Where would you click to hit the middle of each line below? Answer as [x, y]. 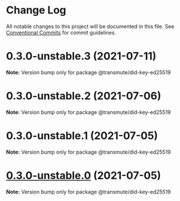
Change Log [36, 10]
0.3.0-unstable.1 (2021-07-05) [82, 136]
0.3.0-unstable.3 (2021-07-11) [81, 56]
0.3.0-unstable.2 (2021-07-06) [84, 96]
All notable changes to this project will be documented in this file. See [90, 26]
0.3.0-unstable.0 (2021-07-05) [84, 175]
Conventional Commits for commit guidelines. [61, 32]
